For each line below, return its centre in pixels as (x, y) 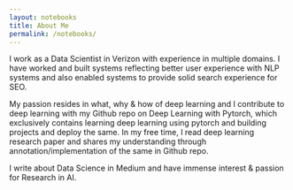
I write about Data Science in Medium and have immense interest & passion (147, 168)
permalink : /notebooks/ (53, 34)
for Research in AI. (43, 178)
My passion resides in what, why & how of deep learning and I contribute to (147, 104)
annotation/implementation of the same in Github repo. (109, 151)
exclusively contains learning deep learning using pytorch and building (138, 123)
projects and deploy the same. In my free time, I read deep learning (132, 133)
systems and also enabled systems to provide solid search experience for (143, 78)
